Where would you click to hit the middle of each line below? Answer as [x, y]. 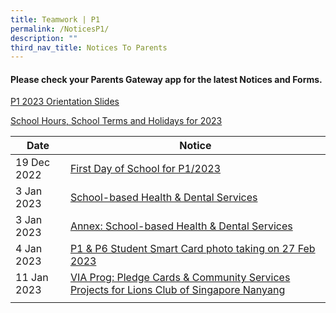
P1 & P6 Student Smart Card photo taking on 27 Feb [192, 249]
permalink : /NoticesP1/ [60, 29]
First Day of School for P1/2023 [145, 169]
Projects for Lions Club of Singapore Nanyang [177, 290]
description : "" [44, 38]
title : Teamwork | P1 [55, 19]
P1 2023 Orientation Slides [65, 102]
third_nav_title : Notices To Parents [89, 47]
